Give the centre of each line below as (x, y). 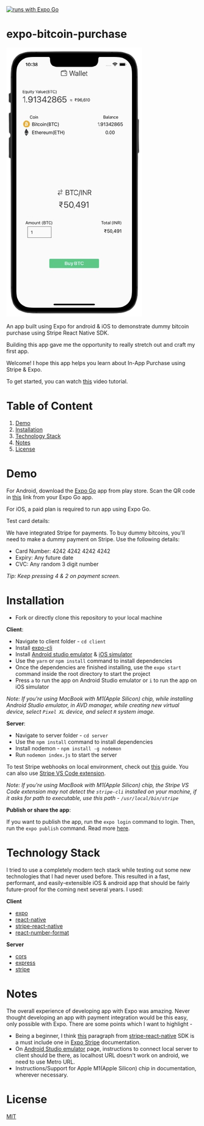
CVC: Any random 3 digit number (57, 564)
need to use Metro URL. (45, 1062)
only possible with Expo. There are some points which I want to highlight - (99, 1024)
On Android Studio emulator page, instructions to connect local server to (107, 1048)
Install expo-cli (34, 648)
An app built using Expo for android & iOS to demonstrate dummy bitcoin (98, 326)
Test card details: (28, 520)
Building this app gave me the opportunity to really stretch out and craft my (101, 344)
